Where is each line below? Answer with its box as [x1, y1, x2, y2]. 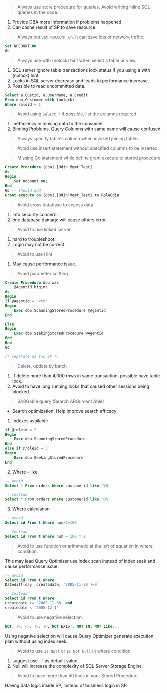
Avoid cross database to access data [17, 202, 94, 208]
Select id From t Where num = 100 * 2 [5, 534, 86, 539]
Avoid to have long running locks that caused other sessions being [12, 383, 150, 389]
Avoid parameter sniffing [17, 270, 68, 276]
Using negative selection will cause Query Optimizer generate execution [5, 633, 154, 639]
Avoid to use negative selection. [17, 614, 83, 620]
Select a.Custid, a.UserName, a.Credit [5, 92, 88, 98]
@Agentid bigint [14, 285, 48, 290]
